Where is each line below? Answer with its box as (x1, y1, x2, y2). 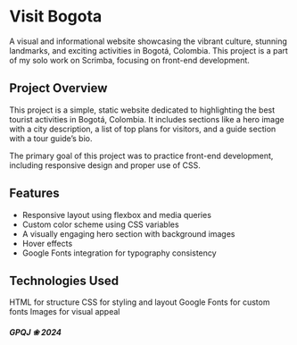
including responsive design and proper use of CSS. (9, 159, 201, 171)
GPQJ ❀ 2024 (9, 326, 62, 337)
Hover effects (21, 238, 73, 248)
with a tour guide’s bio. (9, 132, 93, 144)
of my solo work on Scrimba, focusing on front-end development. (9, 55, 250, 65)
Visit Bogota (9, 6, 103, 27)
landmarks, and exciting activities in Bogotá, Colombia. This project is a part (9, 45, 288, 55)
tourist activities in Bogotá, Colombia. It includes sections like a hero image (9, 114, 285, 124)
